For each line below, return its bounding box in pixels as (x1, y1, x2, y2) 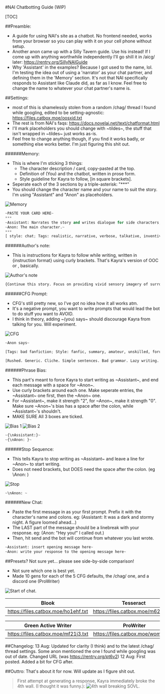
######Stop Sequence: (5, 446, 54, 452)
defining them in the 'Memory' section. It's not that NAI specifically (12, 75, 148, 80)
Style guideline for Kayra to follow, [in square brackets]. (19, 176, 132, 182)
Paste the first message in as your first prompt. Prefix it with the (12, 509, 141, 515)
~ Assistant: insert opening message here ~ (5, 545, 93, 550)
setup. (12, 43, 26, 49)
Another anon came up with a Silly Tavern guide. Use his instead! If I (12, 49, 151, 54)
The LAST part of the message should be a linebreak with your (12, 525, 139, 531)
